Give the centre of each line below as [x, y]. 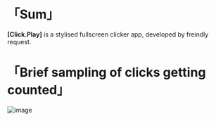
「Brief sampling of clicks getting [107, 73]
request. [19, 42]
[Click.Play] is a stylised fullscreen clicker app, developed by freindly [108, 34]
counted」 [38, 90]
